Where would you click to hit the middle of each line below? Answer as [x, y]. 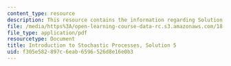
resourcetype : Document [41, 39]
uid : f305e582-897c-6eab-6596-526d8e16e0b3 [70, 52]
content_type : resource [41, 13]
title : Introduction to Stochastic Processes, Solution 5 [92, 45]
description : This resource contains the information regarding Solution [115, 20]
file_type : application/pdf [47, 33]
